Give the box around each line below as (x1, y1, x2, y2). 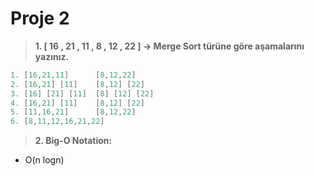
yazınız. (34, 50, 70, 62)
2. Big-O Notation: (34, 135, 113, 147)
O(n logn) (24, 154, 65, 166)
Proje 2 (10, 7, 70, 30)
